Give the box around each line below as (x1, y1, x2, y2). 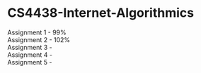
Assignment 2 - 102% (7, 35, 71, 44)
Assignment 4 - (7, 51, 53, 59)
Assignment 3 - (7, 43, 52, 51)
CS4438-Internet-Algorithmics (7, 5, 195, 21)
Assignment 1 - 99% (7, 28, 67, 36)
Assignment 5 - (7, 58, 52, 66)
